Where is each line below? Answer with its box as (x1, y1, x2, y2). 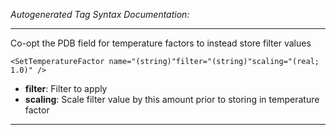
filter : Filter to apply (24, 83, 108, 94)
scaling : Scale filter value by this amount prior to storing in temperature (24, 94, 320, 105)
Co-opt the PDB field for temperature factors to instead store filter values (10, 37, 312, 49)
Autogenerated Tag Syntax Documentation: (10, 9, 190, 20)
